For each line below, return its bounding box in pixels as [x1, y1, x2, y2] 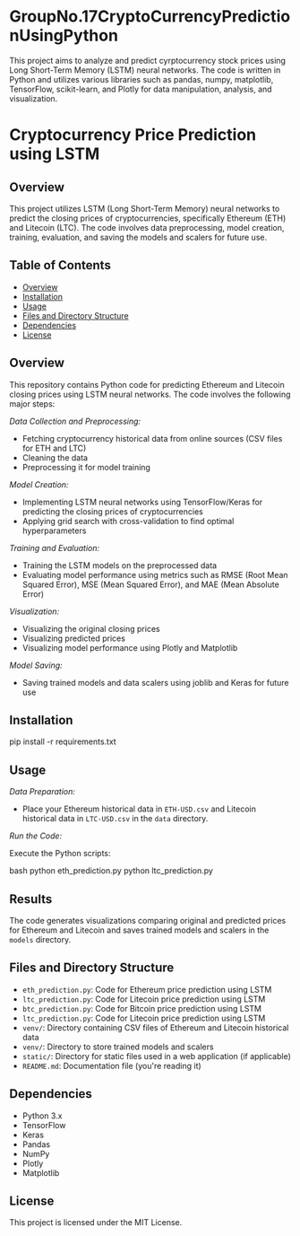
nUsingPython [9, 25, 119, 46]
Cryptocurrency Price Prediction [9, 125, 257, 145]
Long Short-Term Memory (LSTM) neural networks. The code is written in [9, 65, 281, 75]
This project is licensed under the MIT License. [9, 1217, 183, 1228]
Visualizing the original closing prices [21, 623, 160, 634]
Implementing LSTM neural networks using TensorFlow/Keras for [21, 496, 263, 507]
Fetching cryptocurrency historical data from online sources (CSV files [21, 433, 283, 443]
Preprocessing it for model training [21, 461, 150, 472]
